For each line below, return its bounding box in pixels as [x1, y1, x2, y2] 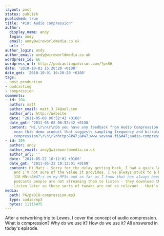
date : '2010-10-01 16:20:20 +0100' [5, 66, 78, 71]
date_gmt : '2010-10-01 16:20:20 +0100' [5, 71, 86, 75]
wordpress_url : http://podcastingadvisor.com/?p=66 [5, 61, 112, 66]
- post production [5, 79, 42, 84]
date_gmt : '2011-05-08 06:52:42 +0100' [9, 120, 91, 125]
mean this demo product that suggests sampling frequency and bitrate [14, 129, 161, 134]
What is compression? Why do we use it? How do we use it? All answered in [5, 220, 158, 226]
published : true [5, 16, 38, 21]
